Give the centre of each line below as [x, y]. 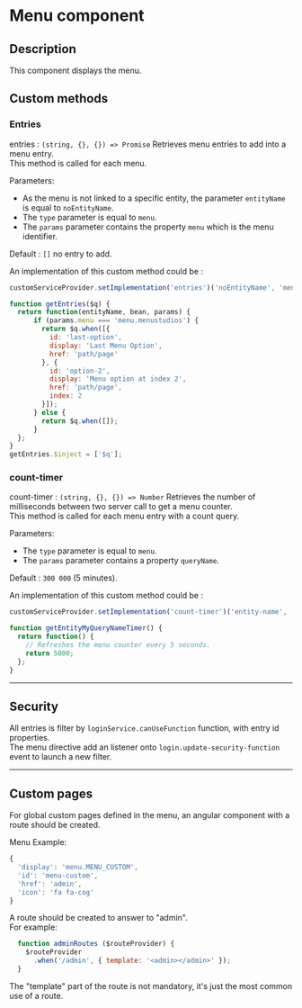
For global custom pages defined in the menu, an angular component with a [150, 815]
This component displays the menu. [75, 70]
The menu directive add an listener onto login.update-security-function [145, 747]
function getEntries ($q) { [60, 304]
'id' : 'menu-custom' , [58, 875]
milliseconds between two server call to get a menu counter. [121, 507]
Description [43, 49]
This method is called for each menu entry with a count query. [124, 516]
